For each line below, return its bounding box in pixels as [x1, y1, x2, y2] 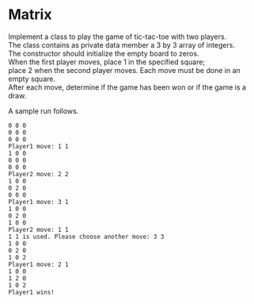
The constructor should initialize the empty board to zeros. [8, 48, 199, 58]
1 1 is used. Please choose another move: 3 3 [8, 233, 165, 241]
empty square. [8, 74, 55, 83]
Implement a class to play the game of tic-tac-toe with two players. [8, 32, 227, 41]
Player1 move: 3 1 [8, 198, 69, 206]
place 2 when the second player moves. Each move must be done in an [8, 65, 241, 75]
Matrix [8, 6, 52, 24]
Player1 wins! [8, 288, 55, 296]
